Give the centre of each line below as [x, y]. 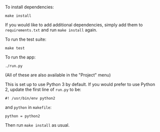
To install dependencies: [30, 7]
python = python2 [23, 116]
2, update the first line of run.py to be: [43, 89]
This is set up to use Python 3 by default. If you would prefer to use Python [80, 84]
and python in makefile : [28, 107]
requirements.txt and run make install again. [51, 30]
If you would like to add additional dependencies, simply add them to [74, 25]
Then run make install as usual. [37, 125]
